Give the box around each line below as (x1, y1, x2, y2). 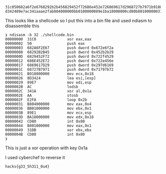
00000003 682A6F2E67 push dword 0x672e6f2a (5, 45, 114, 50)
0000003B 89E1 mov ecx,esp (5, 110, 92, 115)
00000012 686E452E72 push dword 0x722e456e (5, 58, 114, 63)
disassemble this (5, 23, 40, 29)
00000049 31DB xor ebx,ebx (5, 128, 92, 132)
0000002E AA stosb (5, 93, 79, 98)
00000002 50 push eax (5, 41, 85, 46)
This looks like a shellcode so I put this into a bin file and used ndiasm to (5, 18, 152, 23)
